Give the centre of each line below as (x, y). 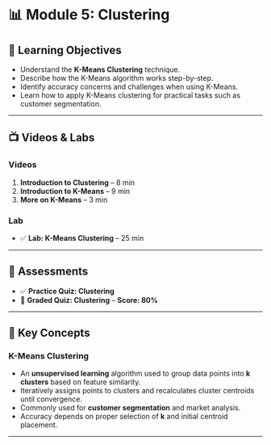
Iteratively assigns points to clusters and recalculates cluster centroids (137, 391)
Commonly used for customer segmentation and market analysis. (130, 408)
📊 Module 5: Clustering (89, 15)
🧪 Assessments (48, 272)
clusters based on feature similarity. (80, 382)
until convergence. (51, 399)
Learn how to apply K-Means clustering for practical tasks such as (130, 95)
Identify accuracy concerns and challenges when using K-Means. (129, 86)
